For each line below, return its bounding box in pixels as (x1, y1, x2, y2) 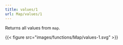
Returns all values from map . (5, 25, 60, 30)
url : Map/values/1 (5, 12, 42, 16)
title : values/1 (5, 7, 38, 12)
